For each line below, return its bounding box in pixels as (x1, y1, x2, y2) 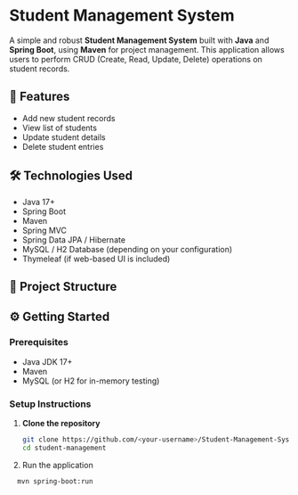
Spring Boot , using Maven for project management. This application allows (9, 44, 285, 54)
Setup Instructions (9, 398, 92, 410)
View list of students (21, 122, 98, 133)
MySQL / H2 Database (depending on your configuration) (21, 243, 233, 254)
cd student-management (21, 443, 107, 452)
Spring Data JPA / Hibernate (21, 234, 126, 245)
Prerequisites (9, 336, 68, 349)
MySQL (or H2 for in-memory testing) (21, 375, 160, 386)
